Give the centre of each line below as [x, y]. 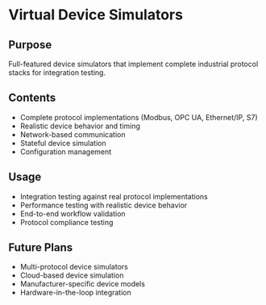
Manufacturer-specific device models [82, 284]
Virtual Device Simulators [96, 15]
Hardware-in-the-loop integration [75, 293]
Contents [32, 98]
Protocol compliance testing [66, 222]
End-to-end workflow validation [73, 213]
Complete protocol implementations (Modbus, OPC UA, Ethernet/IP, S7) [139, 117]
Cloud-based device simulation [72, 275]
